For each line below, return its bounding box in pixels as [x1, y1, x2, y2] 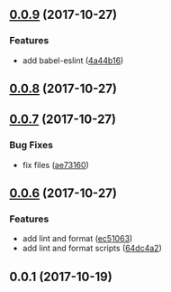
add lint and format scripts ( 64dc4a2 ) [22, 243, 162, 254]
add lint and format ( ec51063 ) [22, 233, 133, 244]
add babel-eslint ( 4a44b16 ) [22, 54, 124, 66]
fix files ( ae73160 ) [22, 159, 90, 170]
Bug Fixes [9, 139, 54, 152]
